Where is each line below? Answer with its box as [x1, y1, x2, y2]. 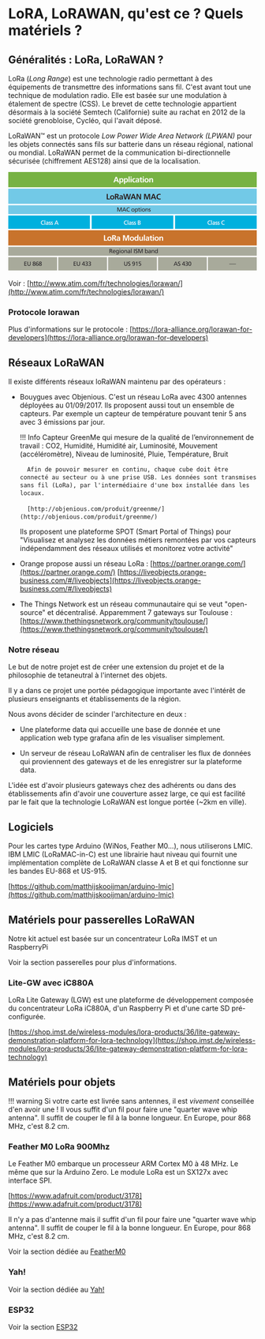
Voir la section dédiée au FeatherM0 [8, 1247, 126, 1256]
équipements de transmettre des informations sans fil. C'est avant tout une [8, 82, 252, 92]
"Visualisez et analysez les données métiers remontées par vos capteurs [19, 535, 256, 545]
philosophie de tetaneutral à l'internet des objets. [8, 670, 168, 680]
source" [19, 608, 46, 617]
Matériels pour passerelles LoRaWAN [8, 913, 196, 926]
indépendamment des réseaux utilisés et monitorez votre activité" [19, 544, 233, 553]
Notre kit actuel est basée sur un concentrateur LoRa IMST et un [8, 934, 218, 943]
